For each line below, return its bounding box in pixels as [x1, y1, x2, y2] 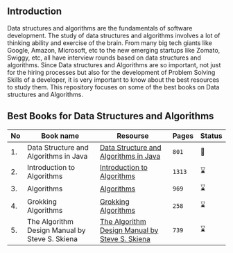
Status [200, 131, 223, 141]
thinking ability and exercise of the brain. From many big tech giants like [7, 38, 213, 47]
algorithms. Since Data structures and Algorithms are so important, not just [7, 60, 221, 69]
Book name [41, 131, 80, 141]
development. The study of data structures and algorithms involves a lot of [7, 31, 221, 40]
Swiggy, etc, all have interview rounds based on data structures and [7, 53, 201, 62]
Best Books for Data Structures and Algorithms [7, 110, 214, 122]
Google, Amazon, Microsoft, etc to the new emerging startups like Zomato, [7, 46, 221, 54]
